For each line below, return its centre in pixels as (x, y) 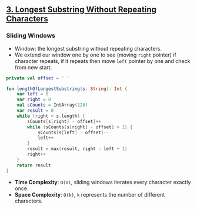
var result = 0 (35, 111)
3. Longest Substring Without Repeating (81, 10)
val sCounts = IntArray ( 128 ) (52, 105)
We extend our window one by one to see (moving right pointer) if (95, 55)
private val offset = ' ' (38, 78)
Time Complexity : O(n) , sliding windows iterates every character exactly (103, 182)
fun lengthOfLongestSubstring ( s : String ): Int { (67, 89)
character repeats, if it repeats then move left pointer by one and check (102, 61)
